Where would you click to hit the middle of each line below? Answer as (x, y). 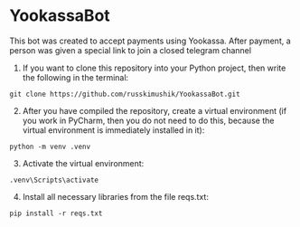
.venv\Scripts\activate (54, 180)
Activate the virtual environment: (83, 163)
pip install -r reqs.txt (56, 213)
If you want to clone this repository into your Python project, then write (154, 68)
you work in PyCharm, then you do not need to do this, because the (148, 120)
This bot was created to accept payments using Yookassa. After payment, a (150, 41)
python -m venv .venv (50, 147)
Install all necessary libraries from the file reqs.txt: (116, 196)
